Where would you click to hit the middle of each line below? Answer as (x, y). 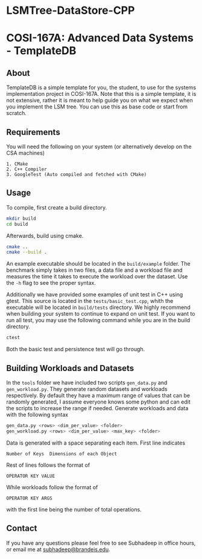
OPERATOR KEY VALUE (31, 476)
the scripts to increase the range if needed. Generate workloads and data (97, 408)
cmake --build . (27, 252)
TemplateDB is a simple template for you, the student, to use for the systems (101, 87)
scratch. (17, 113)
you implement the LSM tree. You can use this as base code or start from (97, 107)
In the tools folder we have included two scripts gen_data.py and (87, 383)
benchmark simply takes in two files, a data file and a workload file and (94, 270)
